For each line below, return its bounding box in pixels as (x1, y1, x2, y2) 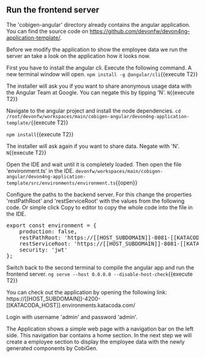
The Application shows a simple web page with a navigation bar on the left (6, 325, 194, 332)
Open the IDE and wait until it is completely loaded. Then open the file (6, 161, 182, 168)
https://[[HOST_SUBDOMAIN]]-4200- (6, 295, 101, 302)
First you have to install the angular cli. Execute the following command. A (6, 64, 192, 71)
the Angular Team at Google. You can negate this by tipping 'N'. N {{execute (6, 88, 195, 96)
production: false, (19, 228, 77, 235)
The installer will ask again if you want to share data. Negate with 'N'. (6, 142, 180, 150)
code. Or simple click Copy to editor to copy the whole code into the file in (6, 203, 193, 211)
